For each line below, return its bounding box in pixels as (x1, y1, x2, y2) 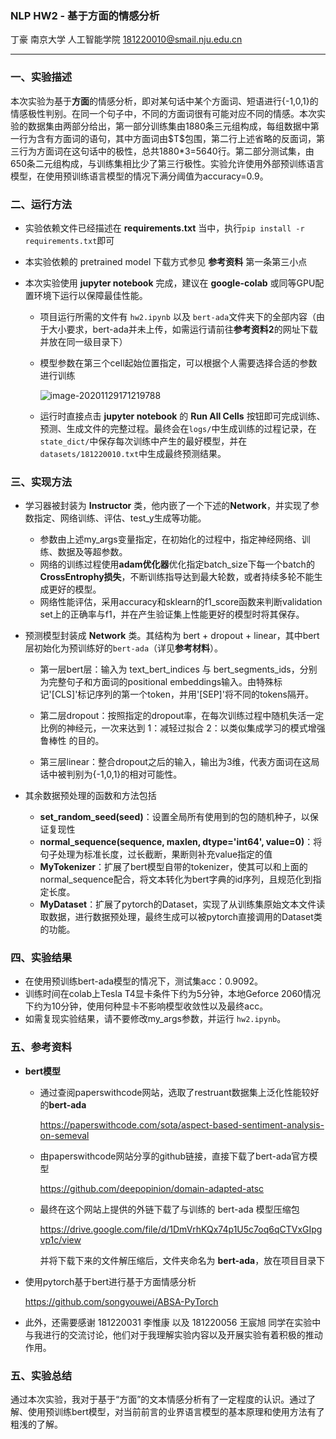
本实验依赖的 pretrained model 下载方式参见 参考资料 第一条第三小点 (24, 255, 308, 267)
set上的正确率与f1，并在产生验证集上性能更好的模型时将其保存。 (39, 608, 305, 621)
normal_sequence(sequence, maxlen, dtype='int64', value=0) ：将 (39, 836, 323, 848)
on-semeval (39, 1129, 90, 1141)
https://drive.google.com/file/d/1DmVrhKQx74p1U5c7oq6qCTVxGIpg (39, 1223, 323, 1235)
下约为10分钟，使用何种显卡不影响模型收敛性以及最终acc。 (24, 1000, 269, 1012)
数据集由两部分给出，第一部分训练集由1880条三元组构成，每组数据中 (27, 120, 311, 132)
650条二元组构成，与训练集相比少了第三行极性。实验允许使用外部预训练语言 (10, 157, 325, 169)
